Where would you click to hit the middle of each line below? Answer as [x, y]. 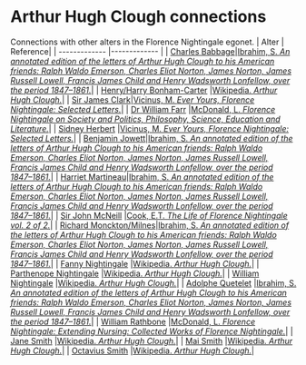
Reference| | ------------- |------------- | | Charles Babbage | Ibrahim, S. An [150, 51]
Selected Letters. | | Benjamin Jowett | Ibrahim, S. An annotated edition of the [152, 138]
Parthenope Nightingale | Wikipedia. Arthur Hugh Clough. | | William [135, 273]
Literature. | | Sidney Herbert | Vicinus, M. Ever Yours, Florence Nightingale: [150, 128]
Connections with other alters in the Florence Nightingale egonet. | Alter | [147, 42]
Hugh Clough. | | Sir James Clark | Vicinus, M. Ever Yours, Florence [133, 99]
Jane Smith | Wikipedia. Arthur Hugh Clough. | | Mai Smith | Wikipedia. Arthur [152, 340]
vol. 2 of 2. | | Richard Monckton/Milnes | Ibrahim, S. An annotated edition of [150, 225]
